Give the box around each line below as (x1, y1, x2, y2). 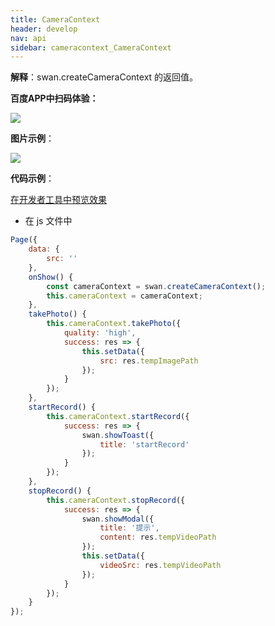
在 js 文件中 (24, 215, 73, 227)
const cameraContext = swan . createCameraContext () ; (46, 281, 267, 291)
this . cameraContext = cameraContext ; (46, 291, 203, 301)
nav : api (10, 33, 47, 43)
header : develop (10, 24, 78, 34)
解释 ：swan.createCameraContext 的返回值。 (10, 71, 199, 83)
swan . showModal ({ (81, 514, 155, 524)
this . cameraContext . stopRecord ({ (46, 495, 186, 505)
